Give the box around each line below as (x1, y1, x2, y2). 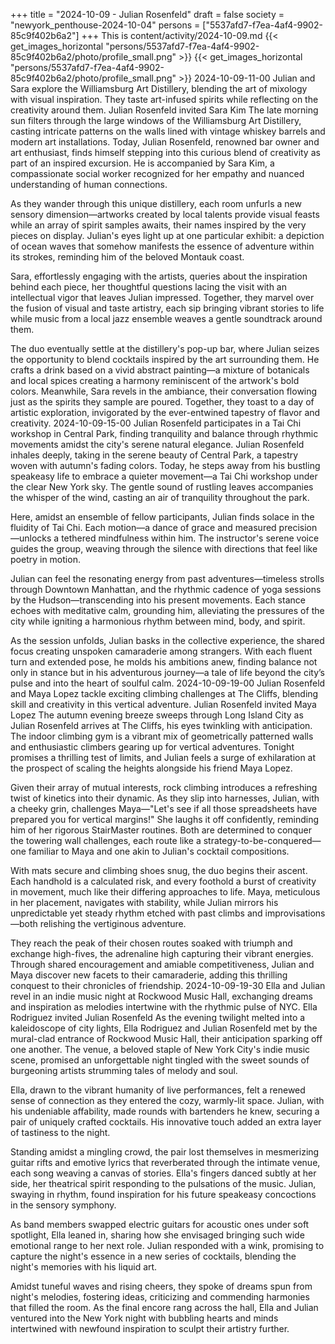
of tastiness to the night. (10, 1127, 111, 1138)
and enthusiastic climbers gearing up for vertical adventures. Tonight (10, 741, 295, 753)
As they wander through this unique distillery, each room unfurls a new (10, 198, 302, 209)
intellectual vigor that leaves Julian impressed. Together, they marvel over (10, 292, 315, 303)
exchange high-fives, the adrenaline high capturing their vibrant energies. (10, 948, 314, 959)
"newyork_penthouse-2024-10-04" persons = (10, 19, 201, 31)
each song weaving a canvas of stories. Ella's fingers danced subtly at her (10, 1167, 317, 1179)
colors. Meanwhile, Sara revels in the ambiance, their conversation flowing (10, 385, 318, 397)
